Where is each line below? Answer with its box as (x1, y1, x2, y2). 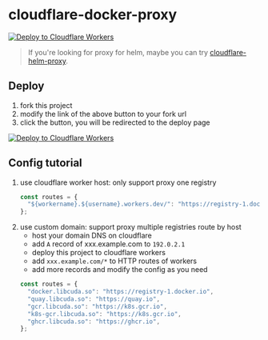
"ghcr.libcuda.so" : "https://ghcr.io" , (27, 318, 161, 326)
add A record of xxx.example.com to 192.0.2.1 (31, 239, 186, 249)
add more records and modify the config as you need (31, 265, 208, 274)
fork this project (19, 100, 73, 110)
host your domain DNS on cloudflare (31, 230, 152, 241)
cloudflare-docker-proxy (8, 6, 178, 24)
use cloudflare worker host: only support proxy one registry (19, 178, 217, 187)
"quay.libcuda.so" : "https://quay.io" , (27, 294, 161, 303)
